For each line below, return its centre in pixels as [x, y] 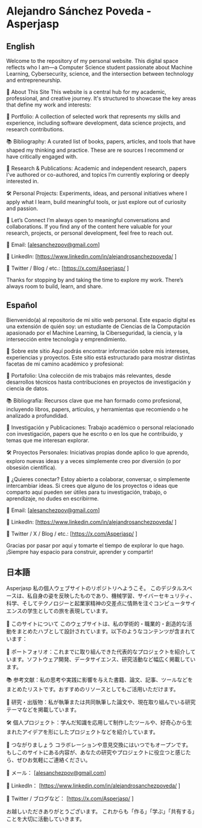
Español [22, 305]
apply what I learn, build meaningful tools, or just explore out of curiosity [96, 202]
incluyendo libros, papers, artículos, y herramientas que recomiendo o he [97, 409]
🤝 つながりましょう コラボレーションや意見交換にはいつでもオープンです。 [99, 744]
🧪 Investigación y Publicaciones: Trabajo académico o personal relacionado [100, 427]
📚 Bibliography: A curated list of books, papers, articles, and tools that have [101, 141]
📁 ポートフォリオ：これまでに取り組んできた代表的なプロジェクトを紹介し [99, 651]
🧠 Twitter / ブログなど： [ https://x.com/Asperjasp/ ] [70, 798]
